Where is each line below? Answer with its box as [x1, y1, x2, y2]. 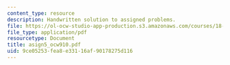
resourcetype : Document [7, 35, 75, 42]
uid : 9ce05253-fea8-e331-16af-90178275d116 [7, 48, 133, 55]
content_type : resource [7, 9, 75, 17]
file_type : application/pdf [7, 28, 88, 36]
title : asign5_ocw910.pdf [7, 41, 81, 48]
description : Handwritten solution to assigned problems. [7, 16, 176, 23]
